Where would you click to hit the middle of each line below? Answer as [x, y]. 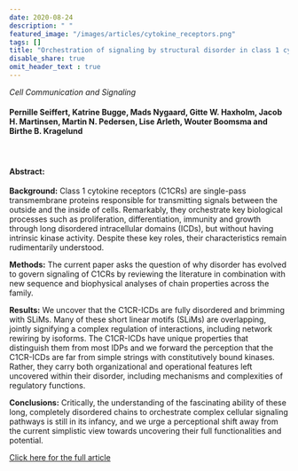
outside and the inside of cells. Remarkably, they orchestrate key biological [146, 210]
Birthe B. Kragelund [46, 131]
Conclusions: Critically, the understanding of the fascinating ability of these [148, 403]
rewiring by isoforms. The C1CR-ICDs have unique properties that [129, 339]
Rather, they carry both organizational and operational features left [131, 367]
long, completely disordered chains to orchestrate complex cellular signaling [149, 412]
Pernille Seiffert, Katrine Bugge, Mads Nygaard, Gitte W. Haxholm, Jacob [145, 113]
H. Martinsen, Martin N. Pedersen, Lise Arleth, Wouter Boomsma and [138, 122]
